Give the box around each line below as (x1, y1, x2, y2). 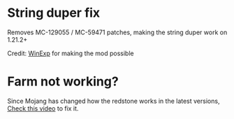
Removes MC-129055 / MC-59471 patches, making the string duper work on (7, 28, 228, 36)
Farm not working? (7, 73, 119, 90)
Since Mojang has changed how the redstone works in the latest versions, (7, 97, 220, 105)
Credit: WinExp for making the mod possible (7, 49, 134, 57)
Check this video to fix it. (7, 104, 79, 113)
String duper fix (7, 5, 101, 21)
